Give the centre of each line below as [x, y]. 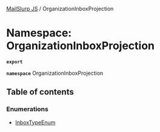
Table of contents [40, 92]
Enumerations [27, 109]
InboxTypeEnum [35, 122]
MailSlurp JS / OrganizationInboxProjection [60, 9]
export [15, 62]
